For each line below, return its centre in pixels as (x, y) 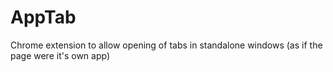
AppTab (43, 17)
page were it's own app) (60, 55)
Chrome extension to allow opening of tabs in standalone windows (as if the (166, 45)
